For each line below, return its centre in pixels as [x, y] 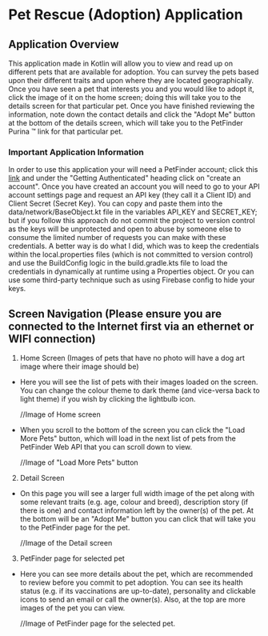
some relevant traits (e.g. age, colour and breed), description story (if [134, 502]
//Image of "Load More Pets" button [79, 462]
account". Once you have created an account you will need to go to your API [134, 186]
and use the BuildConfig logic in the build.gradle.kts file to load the [118, 263]
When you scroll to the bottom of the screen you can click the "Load [132, 430]
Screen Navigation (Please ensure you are [115, 314]
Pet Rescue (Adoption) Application [126, 15]
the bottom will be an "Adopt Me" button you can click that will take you [138, 519]
